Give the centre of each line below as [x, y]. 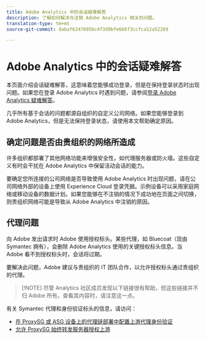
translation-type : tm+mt [38, 23]
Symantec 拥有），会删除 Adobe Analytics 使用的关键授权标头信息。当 [94, 246]
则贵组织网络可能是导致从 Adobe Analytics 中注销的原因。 [80, 202]
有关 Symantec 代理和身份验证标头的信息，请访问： [71, 308]
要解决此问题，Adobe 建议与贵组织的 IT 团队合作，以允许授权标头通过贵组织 [103, 267]
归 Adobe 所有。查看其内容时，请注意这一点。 [80, 295]
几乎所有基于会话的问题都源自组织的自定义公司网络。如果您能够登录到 [95, 113]
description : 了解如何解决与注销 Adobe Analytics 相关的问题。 [82, 18]
